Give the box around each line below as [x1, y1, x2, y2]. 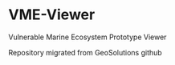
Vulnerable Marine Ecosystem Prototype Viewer [8, 32, 167, 42]
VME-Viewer [8, 6, 96, 24]
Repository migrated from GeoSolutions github [8, 47, 162, 57]
